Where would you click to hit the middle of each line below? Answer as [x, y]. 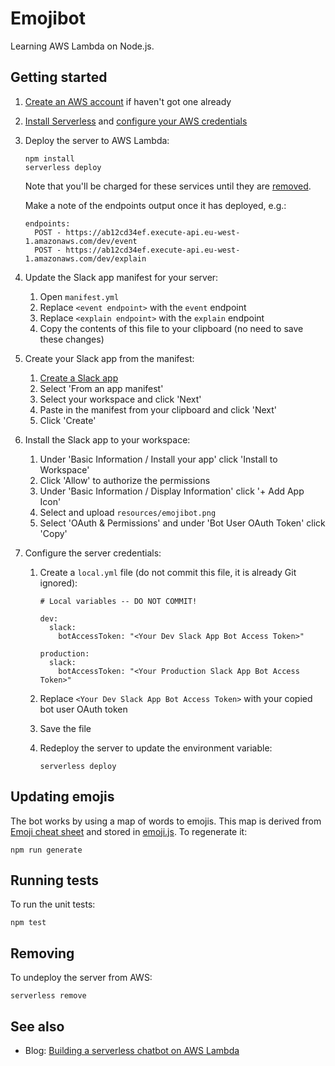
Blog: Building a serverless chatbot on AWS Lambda [132, 1050]
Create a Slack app [79, 378]
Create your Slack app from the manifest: [109, 358]
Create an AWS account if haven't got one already [128, 101]
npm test [28, 923]
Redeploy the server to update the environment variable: [156, 748]
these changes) [72, 339]
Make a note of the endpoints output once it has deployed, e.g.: [155, 205]
